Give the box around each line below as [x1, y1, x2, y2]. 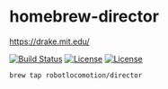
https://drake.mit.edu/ [9, 36, 90, 47]
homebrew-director [9, 6, 160, 27]
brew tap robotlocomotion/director [9, 70, 143, 80]
